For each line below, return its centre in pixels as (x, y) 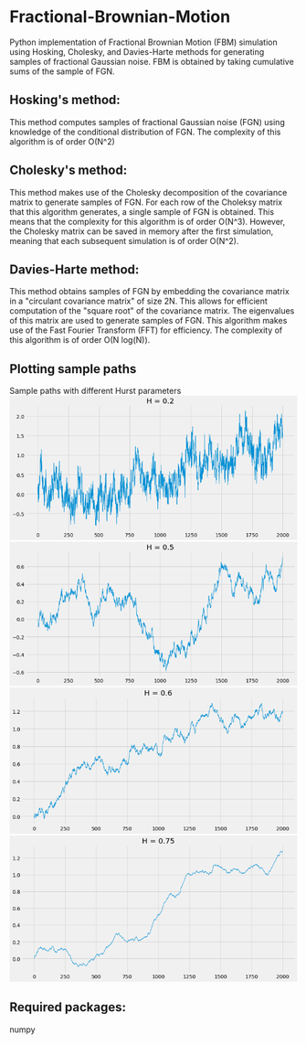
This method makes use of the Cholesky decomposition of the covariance (148, 192)
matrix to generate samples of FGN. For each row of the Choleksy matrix (146, 202)
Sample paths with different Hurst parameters (95, 391)
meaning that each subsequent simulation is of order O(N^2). (124, 240)
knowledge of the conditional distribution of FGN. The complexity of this (145, 132)
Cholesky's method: (69, 170)
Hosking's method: (65, 100)
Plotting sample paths (73, 369)
